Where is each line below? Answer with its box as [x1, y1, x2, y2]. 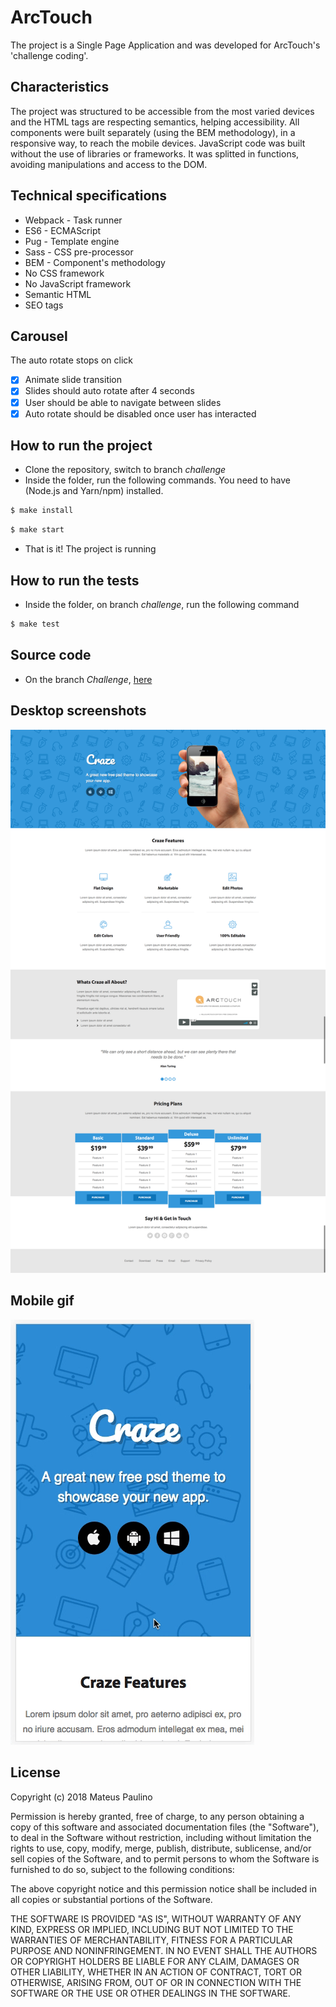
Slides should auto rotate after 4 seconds [24, 385, 195, 397]
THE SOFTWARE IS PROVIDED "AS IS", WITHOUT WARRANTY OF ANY [10, 1912, 302, 1925]
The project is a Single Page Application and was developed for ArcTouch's [10, 39, 321, 51]
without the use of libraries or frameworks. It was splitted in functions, [10, 147, 300, 160]
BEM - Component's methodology [24, 256, 166, 268]
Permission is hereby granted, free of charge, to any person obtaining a [10, 1810, 305, 1822]
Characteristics [10, 79, 110, 96]
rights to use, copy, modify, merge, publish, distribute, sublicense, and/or [10, 1842, 312, 1854]
